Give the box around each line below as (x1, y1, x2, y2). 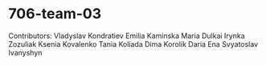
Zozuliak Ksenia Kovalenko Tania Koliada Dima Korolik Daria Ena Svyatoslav (8, 39, 259, 48)
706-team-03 (8, 5, 102, 23)
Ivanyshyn (8, 48, 43, 57)
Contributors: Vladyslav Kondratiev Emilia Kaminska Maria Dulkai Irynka (8, 31, 245, 40)
